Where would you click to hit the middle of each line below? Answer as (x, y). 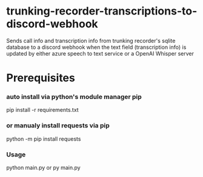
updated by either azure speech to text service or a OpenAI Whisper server (100, 53)
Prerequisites (41, 78)
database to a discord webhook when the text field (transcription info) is (96, 47)
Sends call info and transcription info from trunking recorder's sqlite (91, 40)
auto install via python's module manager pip (74, 97)
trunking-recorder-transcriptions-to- (102, 11)
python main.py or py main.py (43, 168)
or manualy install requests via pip (58, 126)
